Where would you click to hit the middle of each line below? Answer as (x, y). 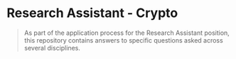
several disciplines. (52, 48)
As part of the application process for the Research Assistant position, (127, 33)
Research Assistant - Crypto (92, 13)
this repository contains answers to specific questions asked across (123, 40)
